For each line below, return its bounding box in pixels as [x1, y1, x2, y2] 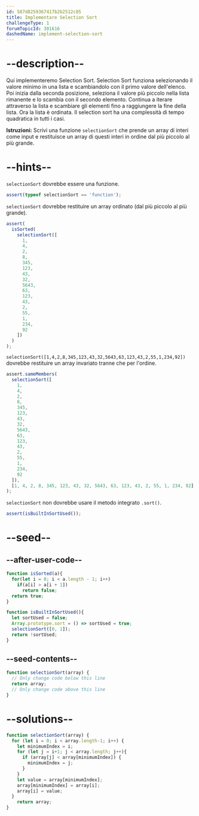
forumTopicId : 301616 [6, 25, 60, 32]
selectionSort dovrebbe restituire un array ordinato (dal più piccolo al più [6, 202, 187, 210]
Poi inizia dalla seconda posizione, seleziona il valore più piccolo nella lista [6, 89, 189, 97]
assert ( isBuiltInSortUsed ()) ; [6, 511, 82, 517]
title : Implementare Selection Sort [6, 14, 97, 20]
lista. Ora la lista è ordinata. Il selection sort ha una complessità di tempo [6, 109, 185, 116]
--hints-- [6, 160, 52, 174]
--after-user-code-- [6, 554, 82, 565]
